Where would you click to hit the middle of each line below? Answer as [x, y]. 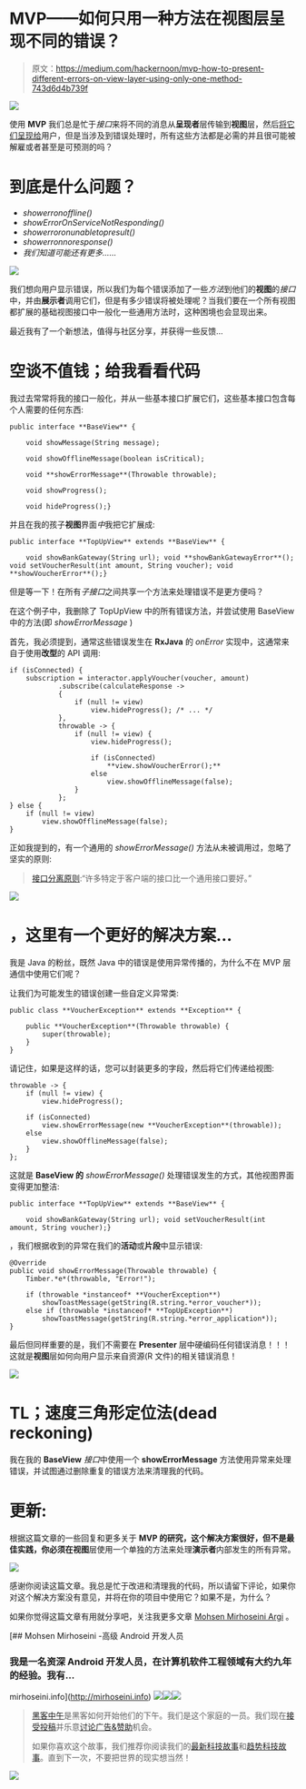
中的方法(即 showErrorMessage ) [71, 622]
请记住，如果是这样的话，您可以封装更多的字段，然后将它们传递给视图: [142, 1068]
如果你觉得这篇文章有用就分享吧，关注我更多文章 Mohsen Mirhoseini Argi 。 [152, 1616]
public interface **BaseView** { [73, 427]
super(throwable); [77, 1034]
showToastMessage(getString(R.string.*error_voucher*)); [152, 1302]
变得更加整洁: [35, 1186]
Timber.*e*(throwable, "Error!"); [91, 1279]
